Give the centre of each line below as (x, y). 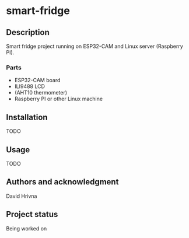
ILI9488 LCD (30, 86)
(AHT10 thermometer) (41, 93)
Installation (27, 117)
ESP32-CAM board (37, 80)
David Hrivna (22, 196)
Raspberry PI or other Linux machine (59, 99)
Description (28, 32)
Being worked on (27, 228)
